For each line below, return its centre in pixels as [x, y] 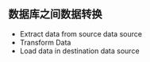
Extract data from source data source [81, 33]
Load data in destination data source [80, 51]
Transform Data [45, 42]
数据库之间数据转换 [55, 14]
